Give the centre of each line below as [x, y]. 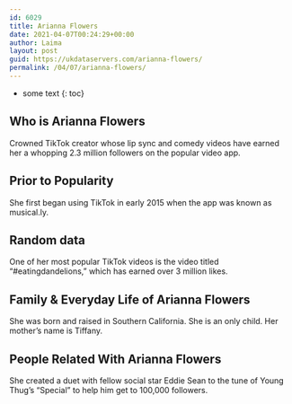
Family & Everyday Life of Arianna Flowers [130, 299]
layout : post [34, 51]
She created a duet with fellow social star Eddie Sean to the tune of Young [147, 380]
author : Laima [36, 43]
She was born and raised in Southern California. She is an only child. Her [144, 321]
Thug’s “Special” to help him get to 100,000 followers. [109, 390]
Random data [47, 240]
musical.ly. [29, 212]
